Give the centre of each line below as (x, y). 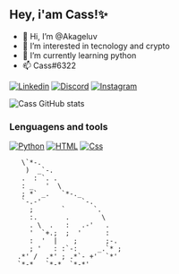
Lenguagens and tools (59, 126)
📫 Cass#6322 (49, 65)
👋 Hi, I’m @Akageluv (60, 36)
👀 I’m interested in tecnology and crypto (96, 46)
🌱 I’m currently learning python (79, 55)
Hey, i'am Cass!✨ (59, 15)
